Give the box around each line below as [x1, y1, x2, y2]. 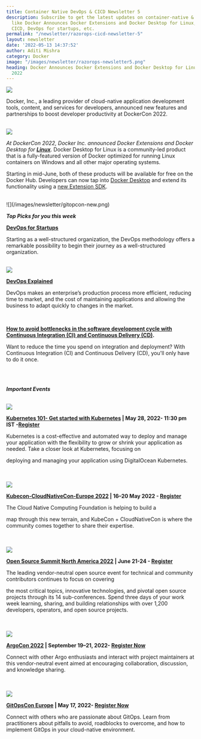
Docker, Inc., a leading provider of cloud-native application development [6, 98, 185, 105]
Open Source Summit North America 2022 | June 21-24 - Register [6, 558, 173, 565]
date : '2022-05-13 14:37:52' [6, 43, 79, 49]
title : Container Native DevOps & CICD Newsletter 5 [6, 8, 141, 15]
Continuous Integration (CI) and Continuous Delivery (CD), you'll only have [6, 350, 190, 357]
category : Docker [6, 53, 50, 59]
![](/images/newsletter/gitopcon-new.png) [6, 201, 110, 208]
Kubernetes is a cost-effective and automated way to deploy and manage [6, 432, 187, 440]
